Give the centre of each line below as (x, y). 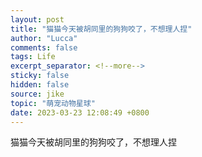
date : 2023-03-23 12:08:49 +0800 (80, 112)
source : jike (37, 94)
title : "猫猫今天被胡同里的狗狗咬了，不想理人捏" (101, 29)
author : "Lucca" (44, 38)
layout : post (37, 19)
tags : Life (33, 57)
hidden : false (40, 85)
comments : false (44, 47)
